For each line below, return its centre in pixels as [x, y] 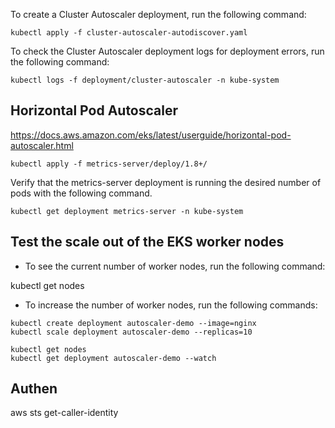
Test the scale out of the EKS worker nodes [147, 242]
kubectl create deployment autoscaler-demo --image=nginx [133, 323]
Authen [34, 389]
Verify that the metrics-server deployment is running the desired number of [166, 182]
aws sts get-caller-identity [64, 413]
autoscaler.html [42, 145]
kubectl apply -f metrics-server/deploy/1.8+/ [109, 164]
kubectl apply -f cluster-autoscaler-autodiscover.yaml [129, 33]
